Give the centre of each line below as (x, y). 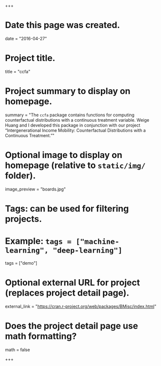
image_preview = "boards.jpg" (35, 189)
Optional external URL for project (72, 283)
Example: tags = (38, 241)
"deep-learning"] (88, 250)
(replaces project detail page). (67, 293)
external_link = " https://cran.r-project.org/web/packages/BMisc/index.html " (81, 306)
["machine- (98, 242)
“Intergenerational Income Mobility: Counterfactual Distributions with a (75, 130)
